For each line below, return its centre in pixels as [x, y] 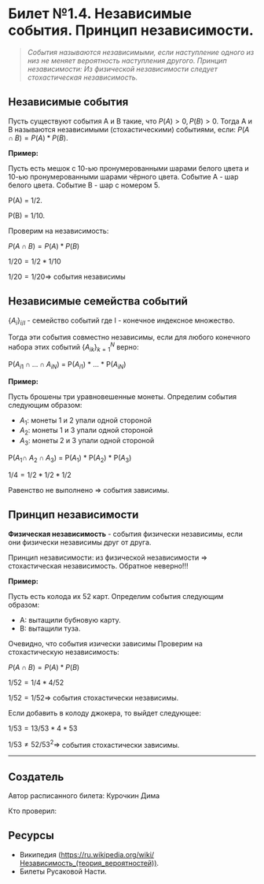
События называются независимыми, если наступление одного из [141, 52]
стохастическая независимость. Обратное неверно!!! [98, 566]
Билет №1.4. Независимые [100, 14]
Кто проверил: [33, 811]
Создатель [36, 777]
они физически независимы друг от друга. [80, 542]
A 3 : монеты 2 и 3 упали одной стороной [87, 442]
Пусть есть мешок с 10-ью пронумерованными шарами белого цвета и [128, 168]
